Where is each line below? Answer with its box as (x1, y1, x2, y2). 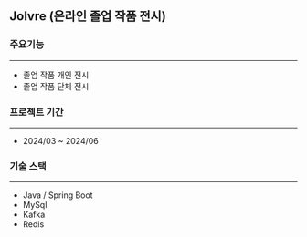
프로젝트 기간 (9, 106, 64, 118)
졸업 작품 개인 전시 (22, 69, 90, 80)
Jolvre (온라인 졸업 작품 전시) (9, 8, 166, 25)
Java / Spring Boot (22, 190, 93, 201)
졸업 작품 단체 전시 (22, 80, 90, 91)
